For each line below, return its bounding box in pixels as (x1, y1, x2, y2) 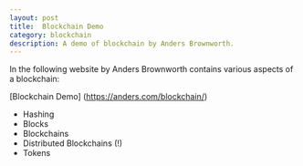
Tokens (22, 148, 51, 159)
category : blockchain (9, 30, 92, 39)
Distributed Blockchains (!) (22, 138, 123, 149)
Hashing (22, 109, 55, 119)
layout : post (9, 13, 59, 23)
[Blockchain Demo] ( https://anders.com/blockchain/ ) (9, 91, 208, 102)
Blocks (22, 119, 48, 130)
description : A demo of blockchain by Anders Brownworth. (9, 38, 235, 48)
